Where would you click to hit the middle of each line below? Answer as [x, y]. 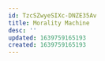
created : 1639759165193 [47, 45]
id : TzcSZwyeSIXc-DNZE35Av [52, 15]
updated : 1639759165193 [47, 38]
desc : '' [22, 30]
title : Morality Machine [49, 23]
